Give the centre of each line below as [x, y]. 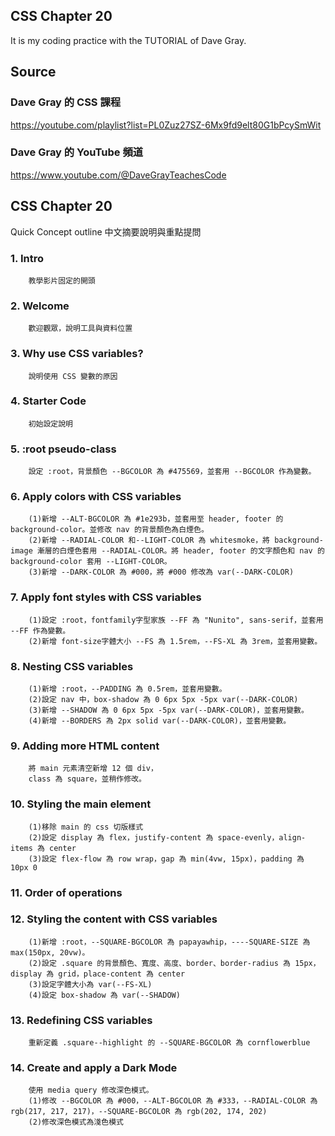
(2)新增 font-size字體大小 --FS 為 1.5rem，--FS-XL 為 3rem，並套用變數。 [175, 641]
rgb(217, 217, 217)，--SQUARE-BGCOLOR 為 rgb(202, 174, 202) [139, 1112]
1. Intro [27, 258]
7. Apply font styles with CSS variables [106, 597]
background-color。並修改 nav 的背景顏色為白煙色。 [109, 530]
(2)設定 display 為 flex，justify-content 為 [121, 837]
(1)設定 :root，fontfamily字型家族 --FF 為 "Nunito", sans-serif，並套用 [176, 620]
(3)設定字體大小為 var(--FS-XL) [90, 984]
